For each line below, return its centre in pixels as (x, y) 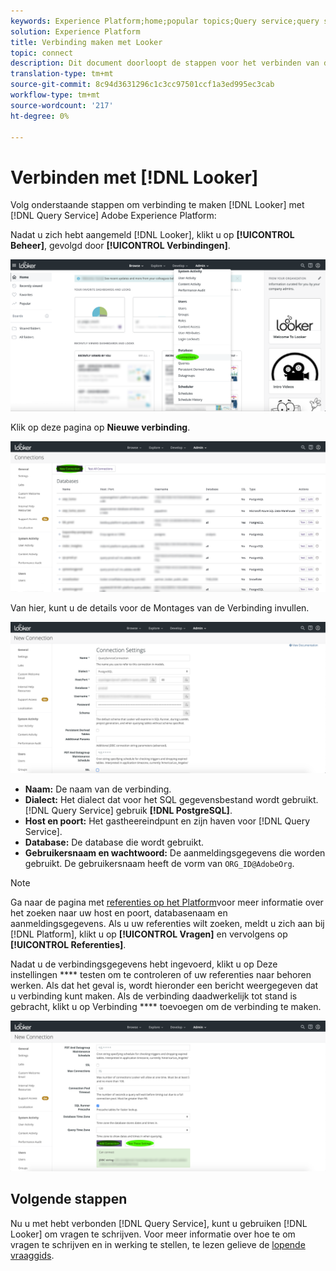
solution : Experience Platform (75, 31)
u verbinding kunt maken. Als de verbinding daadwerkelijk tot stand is (154, 996)
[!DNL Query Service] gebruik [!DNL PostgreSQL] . (128, 810)
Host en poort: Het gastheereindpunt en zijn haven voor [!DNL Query (167, 821)
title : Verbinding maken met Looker (86, 42)
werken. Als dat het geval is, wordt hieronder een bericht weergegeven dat (164, 985)
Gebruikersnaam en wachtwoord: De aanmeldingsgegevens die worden (175, 852)
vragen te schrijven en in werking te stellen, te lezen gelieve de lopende (158, 1244)
